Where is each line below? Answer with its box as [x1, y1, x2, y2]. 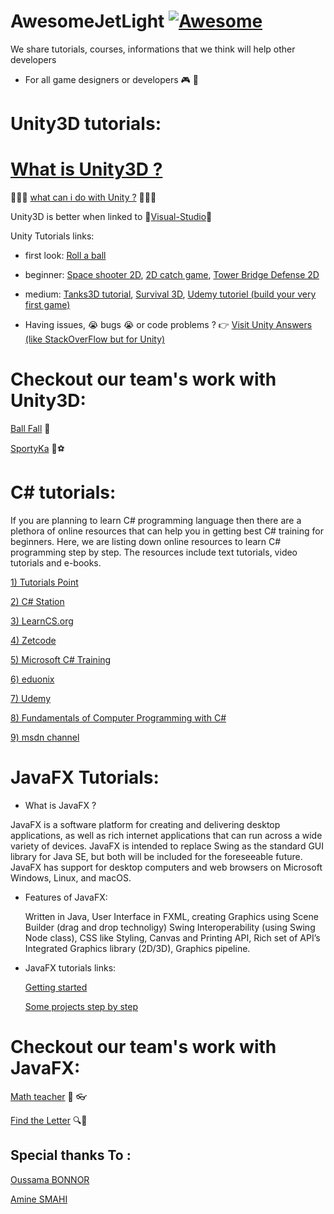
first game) [24, 299, 71, 311]
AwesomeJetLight [10, 10, 165, 33]
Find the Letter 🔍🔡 [10, 1114, 88, 1126]
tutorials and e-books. [10, 556, 102, 569]
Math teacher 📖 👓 [10, 1090, 87, 1102]
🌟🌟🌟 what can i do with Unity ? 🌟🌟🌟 [10, 191, 157, 204]
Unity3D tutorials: [10, 113, 162, 135]
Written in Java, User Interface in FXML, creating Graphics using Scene [24, 910, 319, 922]
